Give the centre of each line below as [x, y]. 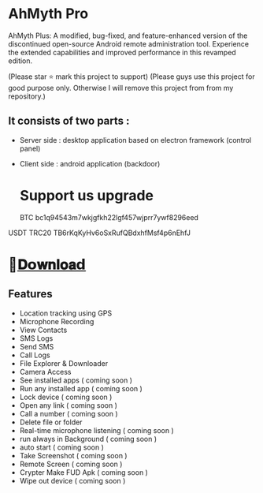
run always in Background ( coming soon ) [88, 439]
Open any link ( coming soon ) [69, 405]
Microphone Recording [57, 321]
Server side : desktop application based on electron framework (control [135, 140]
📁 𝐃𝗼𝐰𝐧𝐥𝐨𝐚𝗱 [47, 264]
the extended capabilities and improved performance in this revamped [122, 52]
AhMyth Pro [48, 14]
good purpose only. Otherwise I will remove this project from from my [121, 88]
